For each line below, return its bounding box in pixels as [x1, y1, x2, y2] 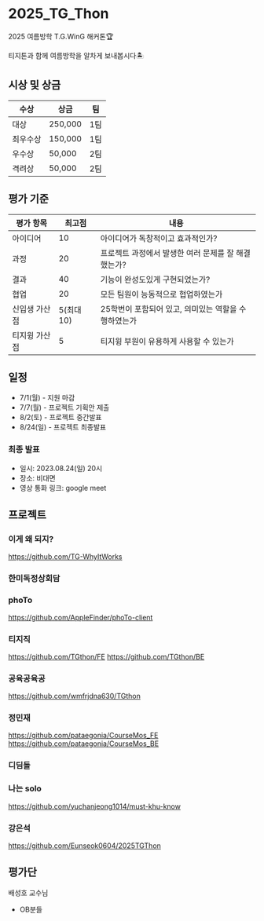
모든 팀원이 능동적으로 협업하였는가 [100, 288, 223, 299]
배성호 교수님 [8, 888, 49, 897]
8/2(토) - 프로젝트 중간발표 [19, 413, 102, 422]
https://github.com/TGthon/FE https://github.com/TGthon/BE [8, 652, 205, 661]
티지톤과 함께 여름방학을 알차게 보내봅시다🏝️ [8, 50, 145, 60]
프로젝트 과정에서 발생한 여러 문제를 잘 [100, 247, 234, 258]
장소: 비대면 [19, 473, 57, 483]
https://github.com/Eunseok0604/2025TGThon [8, 841, 161, 850]
